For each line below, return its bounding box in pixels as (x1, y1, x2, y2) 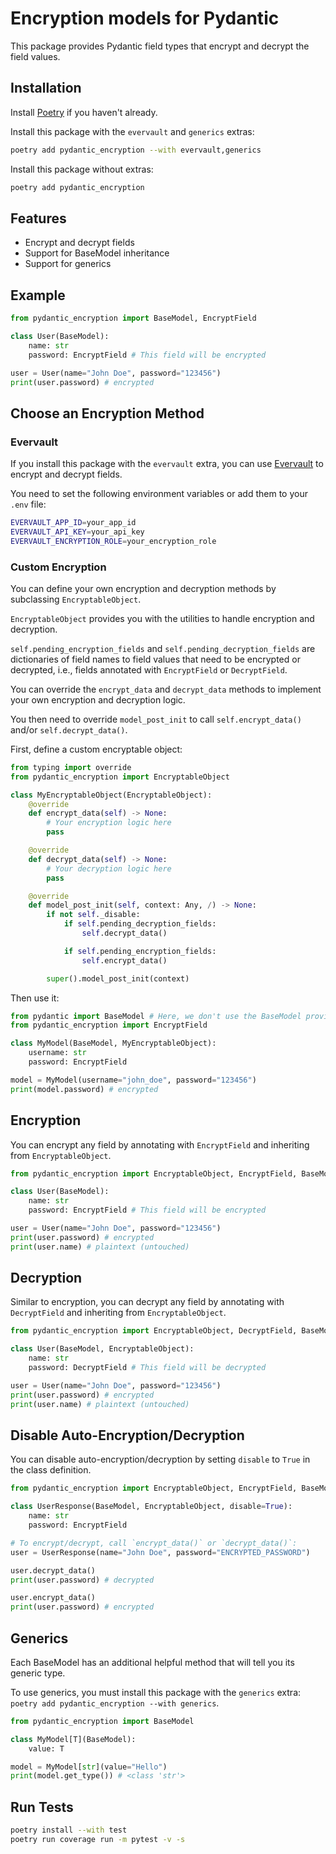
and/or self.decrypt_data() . (10, 723, 128, 736)
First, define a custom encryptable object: (10, 743, 183, 755)
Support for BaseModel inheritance (24, 247, 170, 259)
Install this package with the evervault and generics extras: (10, 125, 255, 137)
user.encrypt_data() (10, 1593, 97, 1603)
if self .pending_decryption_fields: (63, 919, 217, 929)
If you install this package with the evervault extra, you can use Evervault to (10, 458, 324, 470)
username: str (28, 1048, 87, 1058)
